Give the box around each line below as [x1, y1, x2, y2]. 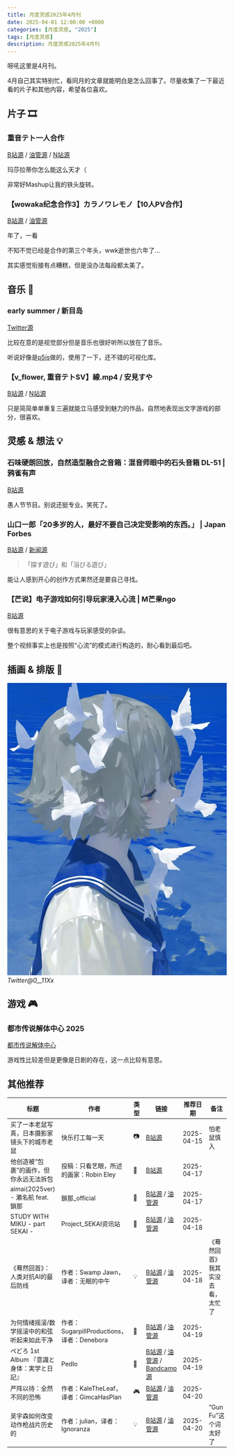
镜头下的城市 [10, 1137, 47, 1146]
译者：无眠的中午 [61, 1276, 111, 1285]
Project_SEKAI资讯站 [61, 1220, 120, 1228]
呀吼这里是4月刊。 [7, 61, 61, 70]
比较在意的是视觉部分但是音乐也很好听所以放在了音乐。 [7, 338, 166, 346]
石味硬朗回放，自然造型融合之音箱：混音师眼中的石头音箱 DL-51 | [7, 458, 226, 468]
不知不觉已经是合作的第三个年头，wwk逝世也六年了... [7, 246, 160, 255]
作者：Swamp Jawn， [61, 1268, 125, 1276]
